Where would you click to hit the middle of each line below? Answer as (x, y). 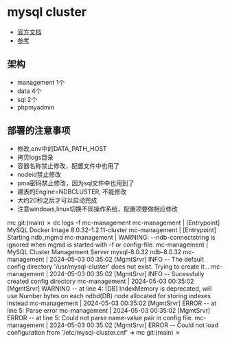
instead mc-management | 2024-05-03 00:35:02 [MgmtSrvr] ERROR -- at (112, 303)
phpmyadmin (36, 107)
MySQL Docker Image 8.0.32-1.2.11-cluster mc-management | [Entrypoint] (112, 230)
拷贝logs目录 (35, 157)
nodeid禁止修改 (39, 174)
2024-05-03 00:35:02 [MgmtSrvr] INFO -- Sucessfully (127, 273)
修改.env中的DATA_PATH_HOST (62, 148)
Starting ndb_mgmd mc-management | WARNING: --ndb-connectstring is (111, 237)
